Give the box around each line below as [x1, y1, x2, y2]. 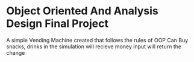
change [6, 49, 25, 56]
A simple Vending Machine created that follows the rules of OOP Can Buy [6, 36, 189, 44]
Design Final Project [6, 17, 108, 30]
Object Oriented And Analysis [6, 4, 158, 18]
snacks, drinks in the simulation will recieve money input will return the [6, 43, 182, 50]
